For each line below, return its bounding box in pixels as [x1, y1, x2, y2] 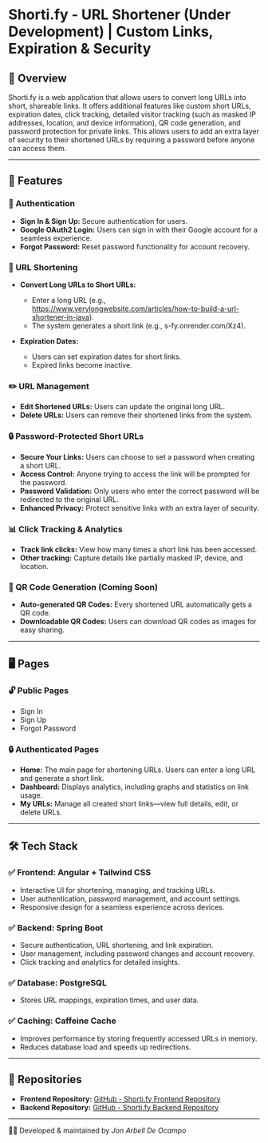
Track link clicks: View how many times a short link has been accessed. [19, 544, 258, 554]
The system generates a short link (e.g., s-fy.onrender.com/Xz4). [31, 321, 246, 330]
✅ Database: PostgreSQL [8, 978, 108, 989]
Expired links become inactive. [31, 360, 133, 369]
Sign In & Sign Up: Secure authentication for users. [19, 216, 188, 225]
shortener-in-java [31, 312, 90, 321]
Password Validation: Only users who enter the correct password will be [19, 486, 260, 496]
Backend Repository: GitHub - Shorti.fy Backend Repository [19, 1102, 219, 1112]
